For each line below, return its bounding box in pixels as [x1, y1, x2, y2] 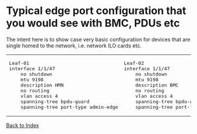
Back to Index [6, 122, 39, 129]
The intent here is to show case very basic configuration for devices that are [6, 36, 191, 43]
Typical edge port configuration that [6, 4, 186, 18]
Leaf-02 [124, 60, 145, 66]
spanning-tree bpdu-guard [20, 98, 90, 105]
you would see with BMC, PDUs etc [6, 16, 180, 30]
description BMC [135, 82, 179, 88]
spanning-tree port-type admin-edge [20, 104, 118, 110]
